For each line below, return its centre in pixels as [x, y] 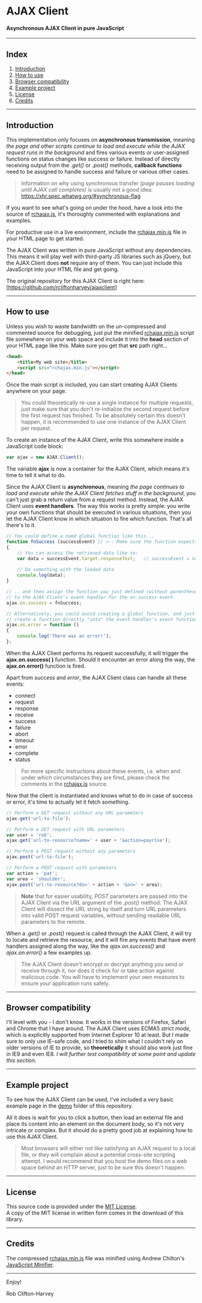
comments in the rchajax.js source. [64, 784]
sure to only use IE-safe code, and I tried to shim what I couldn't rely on [95, 1042]
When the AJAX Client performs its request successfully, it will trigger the [97, 653]
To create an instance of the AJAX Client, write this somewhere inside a [95, 440]
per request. [36, 429]
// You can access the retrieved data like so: [78, 553]
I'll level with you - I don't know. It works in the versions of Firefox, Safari [96, 1022]
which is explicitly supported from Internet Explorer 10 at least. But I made [98, 1035]
